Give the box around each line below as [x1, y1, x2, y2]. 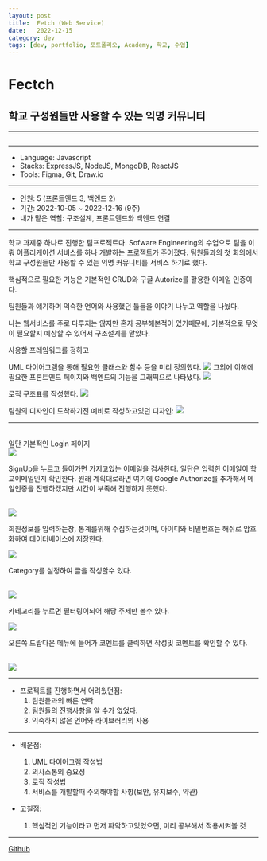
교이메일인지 [8, 474, 48, 483]
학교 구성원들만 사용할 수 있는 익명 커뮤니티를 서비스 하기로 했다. [8, 258, 208, 268]
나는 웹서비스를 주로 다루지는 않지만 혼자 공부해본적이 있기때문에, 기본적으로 [8, 319, 244, 328]
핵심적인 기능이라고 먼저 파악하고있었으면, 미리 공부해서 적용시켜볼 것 [31, 821, 246, 831]
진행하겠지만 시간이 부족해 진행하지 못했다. [35, 483, 168, 494]
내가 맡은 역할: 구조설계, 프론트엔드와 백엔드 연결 [19, 213, 171, 223]
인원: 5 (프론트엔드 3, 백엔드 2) [19, 194, 116, 203]
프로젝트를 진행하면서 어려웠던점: [19, 686, 122, 695]
